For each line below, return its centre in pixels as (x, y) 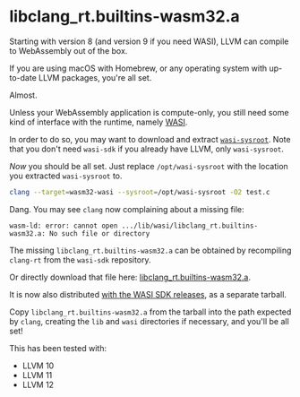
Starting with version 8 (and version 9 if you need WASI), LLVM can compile (149, 41)
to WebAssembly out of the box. (69, 50)
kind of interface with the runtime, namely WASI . (99, 122)
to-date (23, 77)
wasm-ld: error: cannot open (64, 226)
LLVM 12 (38, 384)
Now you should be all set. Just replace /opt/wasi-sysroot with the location (149, 166)
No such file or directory (99, 233)
